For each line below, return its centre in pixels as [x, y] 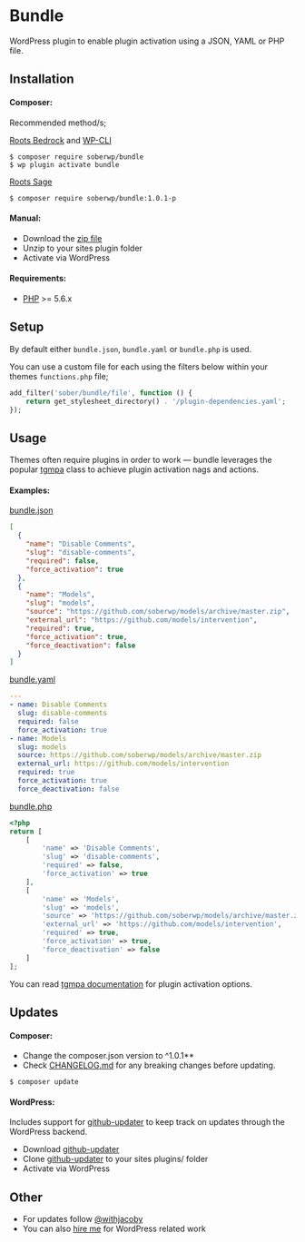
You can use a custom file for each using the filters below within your [139, 366]
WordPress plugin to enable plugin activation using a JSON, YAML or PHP [147, 41]
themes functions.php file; [59, 376]
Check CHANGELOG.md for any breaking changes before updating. [149, 1065]
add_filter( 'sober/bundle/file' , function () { [101, 393]
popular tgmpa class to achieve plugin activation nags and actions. [134, 469]
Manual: [25, 218]
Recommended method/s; [58, 123]
